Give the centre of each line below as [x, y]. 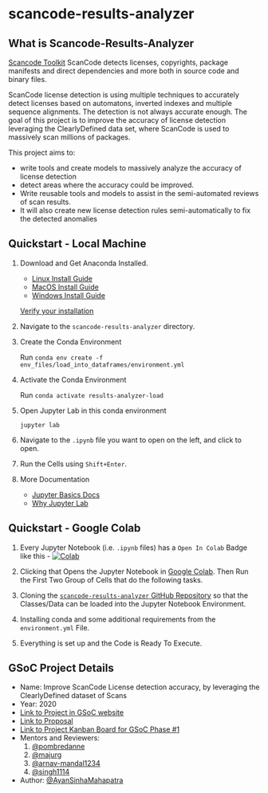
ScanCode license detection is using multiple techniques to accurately [124, 95]
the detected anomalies [59, 219]
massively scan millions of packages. [69, 137]
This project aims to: [42, 153]
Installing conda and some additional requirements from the [118, 619]
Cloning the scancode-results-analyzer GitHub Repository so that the [134, 595]
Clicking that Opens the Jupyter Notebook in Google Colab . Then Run [134, 571]
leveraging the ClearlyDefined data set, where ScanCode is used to [119, 129]
